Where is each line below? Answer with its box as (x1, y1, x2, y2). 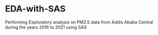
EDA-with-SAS (5, 3, 66, 14)
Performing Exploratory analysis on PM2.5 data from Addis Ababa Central (5, 19, 154, 25)
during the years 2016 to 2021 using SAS (5, 24, 87, 30)
